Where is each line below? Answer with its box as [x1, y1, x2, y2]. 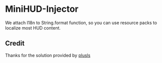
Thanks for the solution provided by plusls [5, 52, 91, 58]
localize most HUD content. [5, 25, 61, 31]
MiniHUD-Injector [5, 3, 79, 15]
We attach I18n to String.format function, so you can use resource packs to [5, 20, 158, 26]
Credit [5, 39, 25, 48]
